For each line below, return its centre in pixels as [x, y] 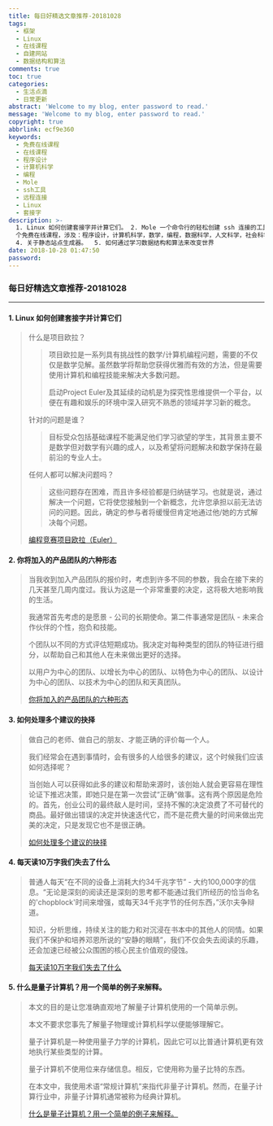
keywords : [25, 137]
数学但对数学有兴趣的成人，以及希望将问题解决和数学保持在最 [159, 447]
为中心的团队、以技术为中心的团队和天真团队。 [106, 682]
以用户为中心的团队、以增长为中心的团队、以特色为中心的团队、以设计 [146, 672]
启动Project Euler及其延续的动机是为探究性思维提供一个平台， [152, 392]
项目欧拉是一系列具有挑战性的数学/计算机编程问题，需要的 [146, 355]
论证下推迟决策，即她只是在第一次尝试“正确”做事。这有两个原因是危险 [145, 794]
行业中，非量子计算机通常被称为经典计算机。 [110, 1096]
